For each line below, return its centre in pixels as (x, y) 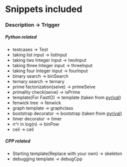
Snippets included (44, 9)
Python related (21, 37)
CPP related (18, 141)
